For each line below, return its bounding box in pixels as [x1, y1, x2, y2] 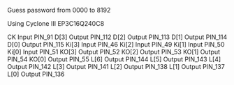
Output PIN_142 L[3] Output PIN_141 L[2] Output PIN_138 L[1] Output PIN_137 [7, 63, 225, 70]
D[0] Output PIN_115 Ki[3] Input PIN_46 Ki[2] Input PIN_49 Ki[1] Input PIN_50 [7, 40, 225, 48]
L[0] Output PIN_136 [7, 70, 65, 78]
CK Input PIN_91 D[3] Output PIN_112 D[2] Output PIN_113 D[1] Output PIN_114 [7, 33, 228, 41]
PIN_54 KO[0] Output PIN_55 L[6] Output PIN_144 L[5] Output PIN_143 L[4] [7, 55, 221, 63]
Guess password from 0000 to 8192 [7, 6, 111, 14]
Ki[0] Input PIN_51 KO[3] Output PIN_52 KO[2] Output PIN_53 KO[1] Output [7, 48, 221, 56]
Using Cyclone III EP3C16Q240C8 [7, 20, 105, 27]
